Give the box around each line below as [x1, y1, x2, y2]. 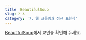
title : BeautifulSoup [5, 7, 49, 12]
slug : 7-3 [5, 12, 25, 16]
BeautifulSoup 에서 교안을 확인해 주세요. [5, 30, 82, 36]
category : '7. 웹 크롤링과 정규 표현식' [5, 16, 78, 21]
